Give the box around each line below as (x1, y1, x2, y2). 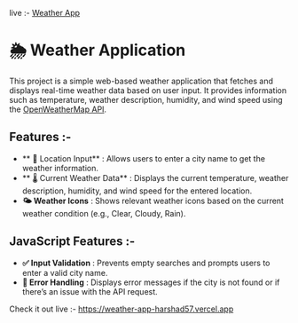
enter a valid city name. (21, 267, 108, 278)
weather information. (21, 162, 99, 173)
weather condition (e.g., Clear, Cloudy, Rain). (21, 208, 186, 218)
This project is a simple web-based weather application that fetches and (9, 75, 273, 86)
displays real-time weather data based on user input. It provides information (9, 84, 286, 96)
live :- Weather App (9, 8, 81, 18)
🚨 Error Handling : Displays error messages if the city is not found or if (21, 277, 280, 288)
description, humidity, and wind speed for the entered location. (21, 185, 253, 196)
